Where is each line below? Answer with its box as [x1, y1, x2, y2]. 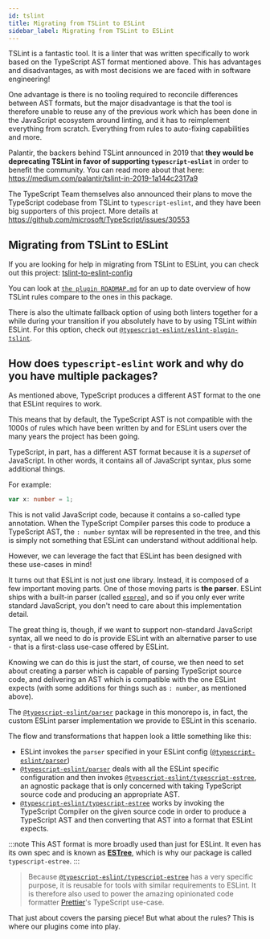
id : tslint [8, 11, 45, 20]
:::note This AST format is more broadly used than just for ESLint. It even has [8, 839, 262, 848]
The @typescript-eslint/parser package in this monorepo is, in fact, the [8, 707, 248, 716]
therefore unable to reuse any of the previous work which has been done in [8, 107, 258, 116]
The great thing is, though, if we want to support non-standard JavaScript [8, 624, 253, 635]
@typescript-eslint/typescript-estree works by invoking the [19, 798, 225, 807]
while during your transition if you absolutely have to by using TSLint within [8, 316, 257, 326]
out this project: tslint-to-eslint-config [8, 268, 133, 278]
